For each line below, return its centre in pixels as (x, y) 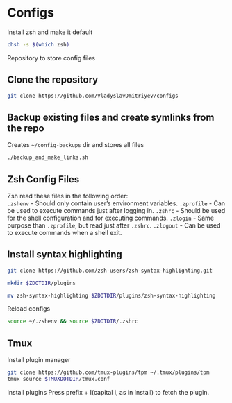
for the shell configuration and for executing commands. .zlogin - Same (110, 218)
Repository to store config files (51, 58)
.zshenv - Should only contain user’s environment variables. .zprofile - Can (116, 203)
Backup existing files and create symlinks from (111, 117)
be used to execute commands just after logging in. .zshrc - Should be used (116, 211)
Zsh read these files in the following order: (68, 196)
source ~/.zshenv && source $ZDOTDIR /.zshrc (73, 321)
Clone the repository (53, 80)
